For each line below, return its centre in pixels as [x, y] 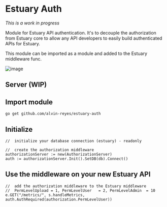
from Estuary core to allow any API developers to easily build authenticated [84, 38]
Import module [29, 102]
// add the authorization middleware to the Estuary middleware [76, 186]
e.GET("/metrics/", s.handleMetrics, [45, 195]
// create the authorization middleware [50, 150]
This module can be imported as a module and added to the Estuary [76, 53]
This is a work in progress [32, 23]
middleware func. [24, 58]
